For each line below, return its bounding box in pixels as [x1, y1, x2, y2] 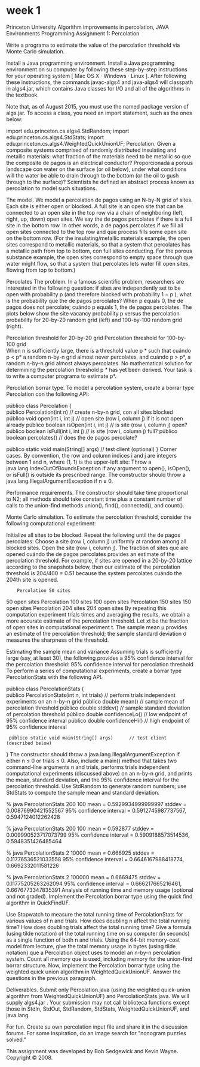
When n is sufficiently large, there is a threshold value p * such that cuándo [6, 347, 192, 354]
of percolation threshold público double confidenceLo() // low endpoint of [6, 710, 187, 717]
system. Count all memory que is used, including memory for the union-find [6, 955, 193, 963]
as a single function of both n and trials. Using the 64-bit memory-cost [6, 936, 180, 943]
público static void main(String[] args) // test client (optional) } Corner [6, 445, 177, 453]
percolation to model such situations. [6, 184, 97, 192]
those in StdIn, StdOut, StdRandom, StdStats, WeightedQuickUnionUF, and [6, 1005, 189, 1012]
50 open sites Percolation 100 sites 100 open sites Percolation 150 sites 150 [6, 598, 192, 605]
